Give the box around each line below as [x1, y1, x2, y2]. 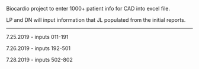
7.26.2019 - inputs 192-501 [6, 45, 71, 52]
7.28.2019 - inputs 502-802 [6, 56, 73, 63]
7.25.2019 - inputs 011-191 [6, 34, 69, 40]
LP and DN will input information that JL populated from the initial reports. [6, 17, 186, 23]
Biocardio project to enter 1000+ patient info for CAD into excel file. [6, 5, 171, 12]
